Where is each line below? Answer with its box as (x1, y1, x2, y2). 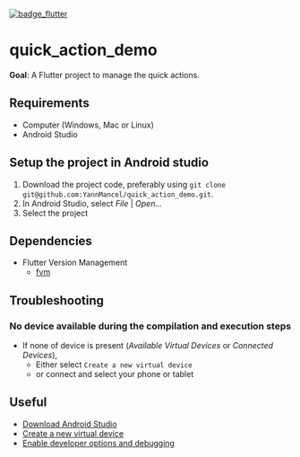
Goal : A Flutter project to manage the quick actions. (9, 69, 200, 80)
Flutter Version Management (21, 257, 128, 268)
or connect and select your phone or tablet (35, 369, 194, 380)
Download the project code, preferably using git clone (21, 179, 227, 189)
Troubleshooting (9, 293, 105, 308)
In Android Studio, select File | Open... (21, 198, 163, 208)
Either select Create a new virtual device (35, 359, 193, 370)
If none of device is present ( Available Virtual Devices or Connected (21, 340, 274, 351)
